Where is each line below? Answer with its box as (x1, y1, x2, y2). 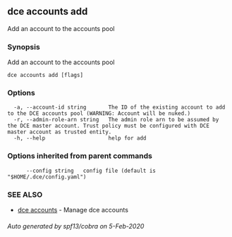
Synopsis (7, 42, 40, 51)
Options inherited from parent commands (7, 151, 153, 161)
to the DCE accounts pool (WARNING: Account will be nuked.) (7, 110, 191, 117)
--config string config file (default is (25, 167, 157, 174)
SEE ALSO (7, 190, 43, 200)
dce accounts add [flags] (7, 72, 83, 79)
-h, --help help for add (13, 135, 147, 142)
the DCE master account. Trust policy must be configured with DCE (7, 123, 210, 130)
